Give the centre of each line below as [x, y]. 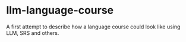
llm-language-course [60, 10]
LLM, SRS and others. [33, 33]
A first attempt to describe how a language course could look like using [93, 27]
